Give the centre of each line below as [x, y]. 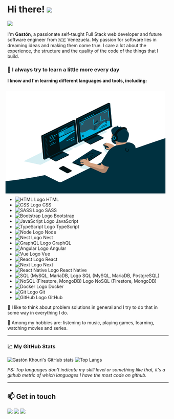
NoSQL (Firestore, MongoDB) [126, 281]
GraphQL [62, 243]
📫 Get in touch [32, 396]
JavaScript [67, 221]
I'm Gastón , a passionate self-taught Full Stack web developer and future [85, 34]
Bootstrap [64, 216]
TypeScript [68, 227]
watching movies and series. [37, 328]
